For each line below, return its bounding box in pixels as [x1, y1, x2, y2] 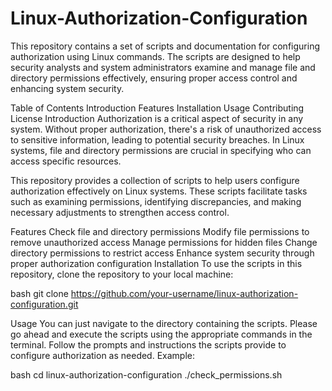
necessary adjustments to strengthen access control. [10, 206, 230, 218]
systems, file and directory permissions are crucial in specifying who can [10, 144, 312, 156]
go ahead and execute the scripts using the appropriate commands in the [10, 328, 313, 340]
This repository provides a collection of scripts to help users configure [10, 174, 300, 186]
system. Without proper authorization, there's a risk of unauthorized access [10, 123, 322, 135]
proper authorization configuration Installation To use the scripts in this [10, 257, 303, 269]
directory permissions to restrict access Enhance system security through [10, 247, 315, 259]
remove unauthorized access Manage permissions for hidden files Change [10, 236, 318, 248]
